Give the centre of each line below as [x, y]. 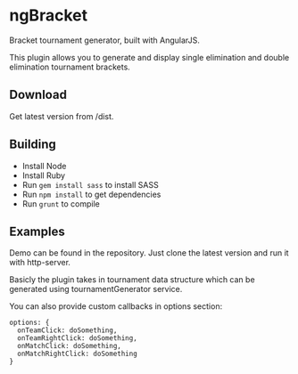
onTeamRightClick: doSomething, [78, 338]
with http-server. [40, 263]
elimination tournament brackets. [70, 67]
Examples [37, 231]
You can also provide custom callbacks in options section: [116, 306]
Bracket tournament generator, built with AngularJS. [105, 40]
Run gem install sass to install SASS [90, 184]
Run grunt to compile [61, 203]
